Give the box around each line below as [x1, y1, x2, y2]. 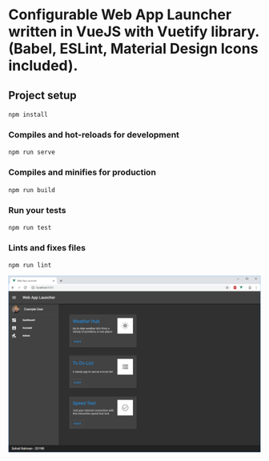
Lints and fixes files [8, 242, 86, 253]
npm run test [8, 223, 52, 231]
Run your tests [8, 204, 66, 215]
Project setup [8, 88, 78, 102]
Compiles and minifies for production [8, 166, 156, 178]
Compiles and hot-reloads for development [8, 129, 180, 140]
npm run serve [8, 148, 56, 157]
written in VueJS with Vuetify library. [8, 22, 260, 41]
